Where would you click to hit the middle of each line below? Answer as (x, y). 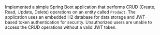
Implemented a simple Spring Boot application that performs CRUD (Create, (80, 7)
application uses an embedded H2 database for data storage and (70, 17)
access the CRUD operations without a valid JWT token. (61, 27)
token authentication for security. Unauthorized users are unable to (85, 22)
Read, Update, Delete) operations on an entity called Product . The (70, 12)
